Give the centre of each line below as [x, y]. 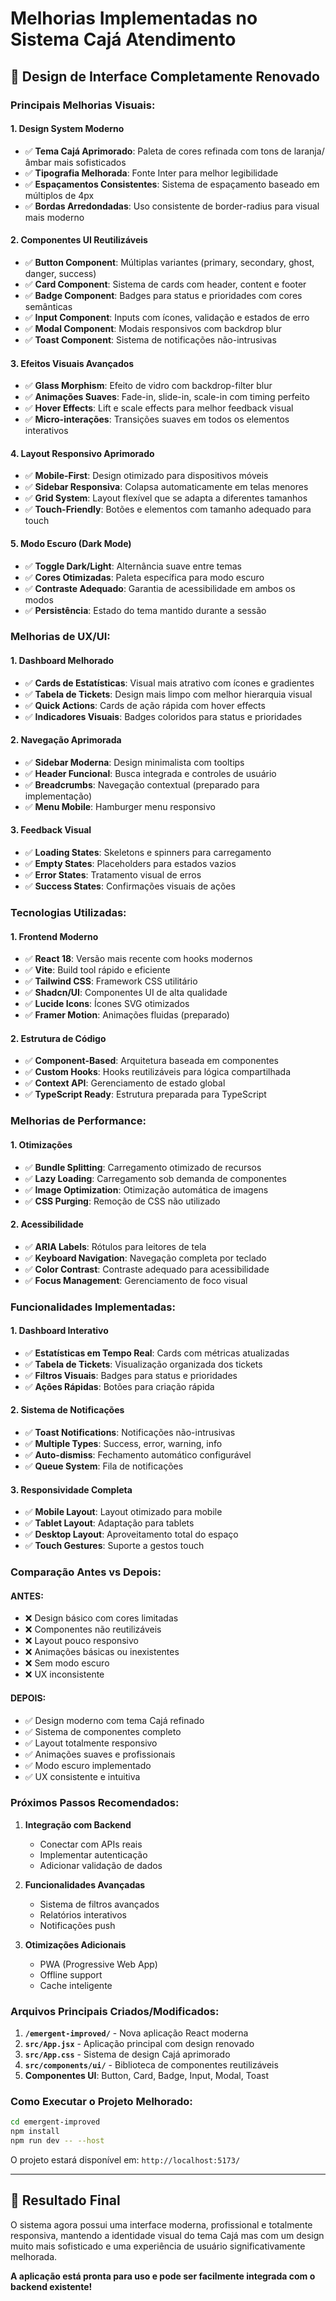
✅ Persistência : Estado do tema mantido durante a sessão [145, 610]
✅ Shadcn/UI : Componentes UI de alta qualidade [126, 993]
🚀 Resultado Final [65, 2200]
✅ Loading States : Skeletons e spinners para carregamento [148, 853]
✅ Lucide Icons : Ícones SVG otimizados [107, 1004]
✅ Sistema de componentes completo [103, 1731]
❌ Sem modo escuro [67, 1663]
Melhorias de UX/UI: [60, 637]
